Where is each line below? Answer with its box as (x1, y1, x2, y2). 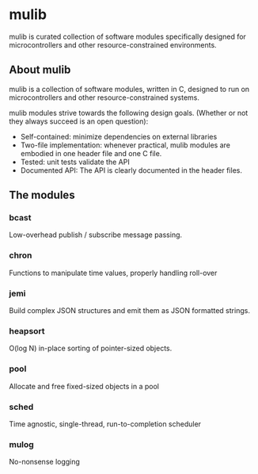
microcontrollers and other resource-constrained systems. (9, 93, 200, 102)
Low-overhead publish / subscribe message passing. (9, 230, 183, 239)
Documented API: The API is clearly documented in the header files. (20, 165, 242, 175)
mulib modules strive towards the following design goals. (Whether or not (9, 108, 249, 117)
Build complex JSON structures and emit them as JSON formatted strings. (9, 306, 250, 315)
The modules (9, 189, 75, 202)
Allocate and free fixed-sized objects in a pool (9, 381, 159, 391)
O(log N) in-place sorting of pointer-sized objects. (9, 343, 173, 354)
